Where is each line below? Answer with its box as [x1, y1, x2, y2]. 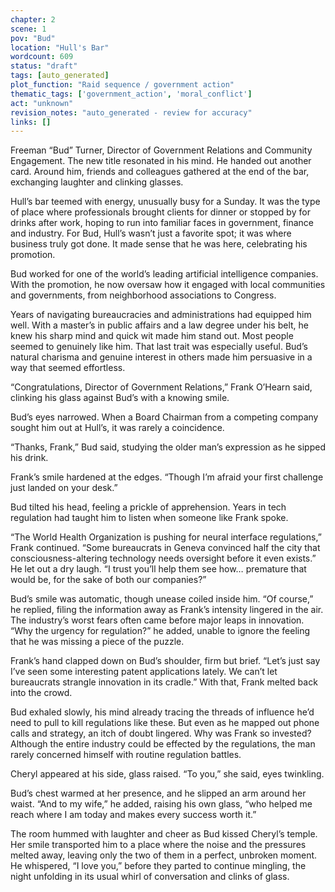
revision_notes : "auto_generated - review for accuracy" [10, 107, 253, 118]
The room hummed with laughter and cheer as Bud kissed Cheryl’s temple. [10, 828, 318, 840]
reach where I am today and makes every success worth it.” [10, 809, 257, 821]
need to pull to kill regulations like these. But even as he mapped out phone [10, 717, 320, 729]
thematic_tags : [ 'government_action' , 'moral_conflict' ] [10, 89, 253, 99]
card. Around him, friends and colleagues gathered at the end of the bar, [10, 166, 310, 178]
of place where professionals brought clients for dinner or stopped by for [10, 206, 311, 218]
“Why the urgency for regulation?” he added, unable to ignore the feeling [10, 625, 311, 637]
